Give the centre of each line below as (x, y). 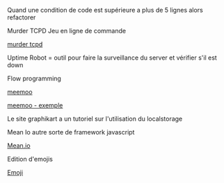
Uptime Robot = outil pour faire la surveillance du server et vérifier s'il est (112, 58)
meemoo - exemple (35, 105)
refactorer (22, 17)
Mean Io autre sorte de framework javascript (71, 132)
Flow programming (34, 78)
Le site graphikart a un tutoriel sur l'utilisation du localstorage (95, 119)
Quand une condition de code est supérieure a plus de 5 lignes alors (105, 10)
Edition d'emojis (30, 159)
